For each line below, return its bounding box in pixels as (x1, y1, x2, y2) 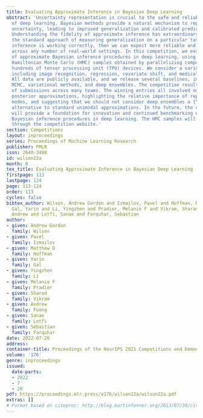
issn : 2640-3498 (6, 149, 47, 155)
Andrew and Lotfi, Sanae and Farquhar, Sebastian (11, 211, 139, 218)
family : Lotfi (11, 318, 47, 324)
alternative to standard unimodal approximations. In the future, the (11, 104, 193, 111)
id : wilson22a (6, 155, 42, 161)
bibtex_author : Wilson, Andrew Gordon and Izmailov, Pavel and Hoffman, (6, 200, 193, 206)
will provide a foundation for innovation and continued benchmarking (11, 110, 193, 116)
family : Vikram (11, 296, 50, 302)
